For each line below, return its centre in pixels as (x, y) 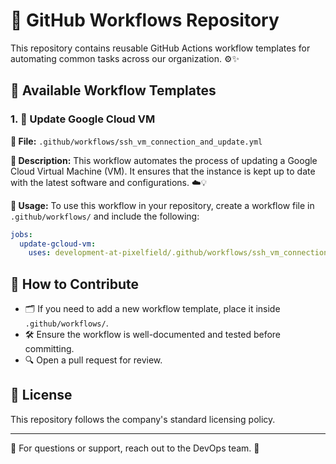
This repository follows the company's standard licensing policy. (143, 419)
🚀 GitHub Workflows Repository (145, 20)
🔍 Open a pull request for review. (93, 360)
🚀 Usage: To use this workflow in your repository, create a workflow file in (162, 205)
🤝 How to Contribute (75, 284)
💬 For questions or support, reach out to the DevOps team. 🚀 (135, 448)
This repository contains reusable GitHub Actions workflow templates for (160, 48)
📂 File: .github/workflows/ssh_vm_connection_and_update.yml (136, 141)
